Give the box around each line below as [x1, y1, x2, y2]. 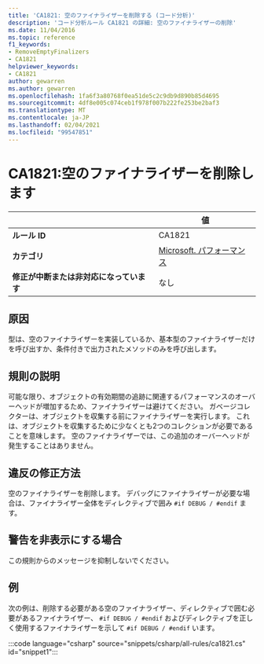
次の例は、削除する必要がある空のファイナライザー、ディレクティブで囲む [8, 603, 248, 613]
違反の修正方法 [8, 466, 81, 479]
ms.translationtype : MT [8, 107, 86, 115]
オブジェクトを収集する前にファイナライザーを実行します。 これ [42, 412, 250, 421]
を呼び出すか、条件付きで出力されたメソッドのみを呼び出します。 [8, 344, 222, 354]
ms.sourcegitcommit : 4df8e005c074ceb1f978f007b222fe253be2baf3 [8, 99, 220, 107]
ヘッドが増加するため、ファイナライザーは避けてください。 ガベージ [14, 402, 237, 411]
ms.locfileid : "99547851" [8, 128, 93, 136]
